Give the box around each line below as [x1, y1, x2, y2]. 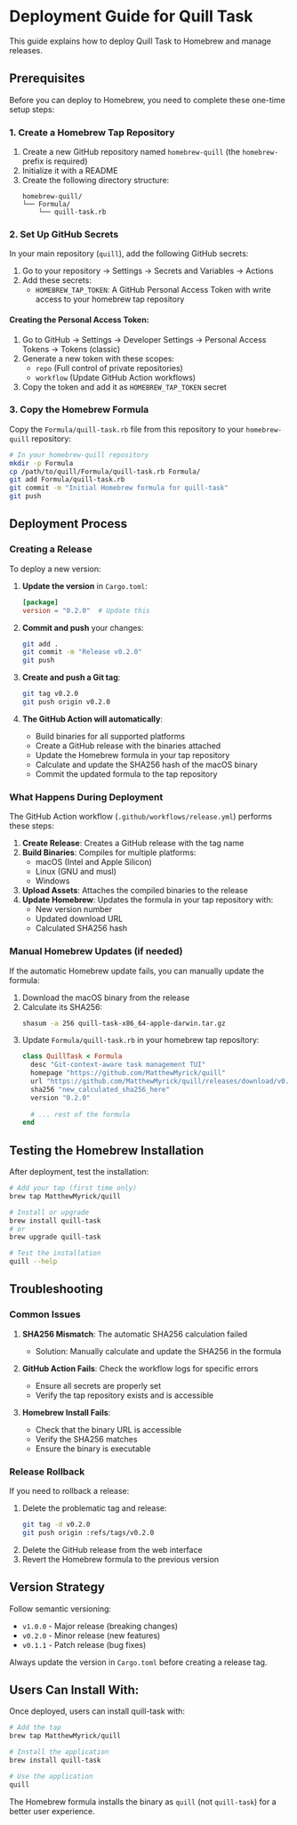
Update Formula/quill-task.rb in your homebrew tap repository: [21, 1035, 260, 1046]
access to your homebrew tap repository [35, 294, 185, 304]
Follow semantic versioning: [9, 1603, 112, 1614]
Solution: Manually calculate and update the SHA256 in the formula [35, 1345, 282, 1356]
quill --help [9, 1257, 58, 1266]
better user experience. [9, 1805, 95, 1816]
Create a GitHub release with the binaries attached [35, 740, 221, 751]
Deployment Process [9, 516, 128, 531]
